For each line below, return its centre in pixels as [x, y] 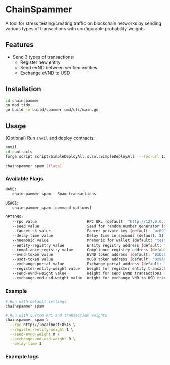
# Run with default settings [36, 301]
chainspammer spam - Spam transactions [54, 194]
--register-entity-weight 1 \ [41, 330]
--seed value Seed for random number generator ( [88, 226]
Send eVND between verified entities [59, 67]
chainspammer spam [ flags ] [34, 166]
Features [19, 45]
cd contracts [19, 152]
